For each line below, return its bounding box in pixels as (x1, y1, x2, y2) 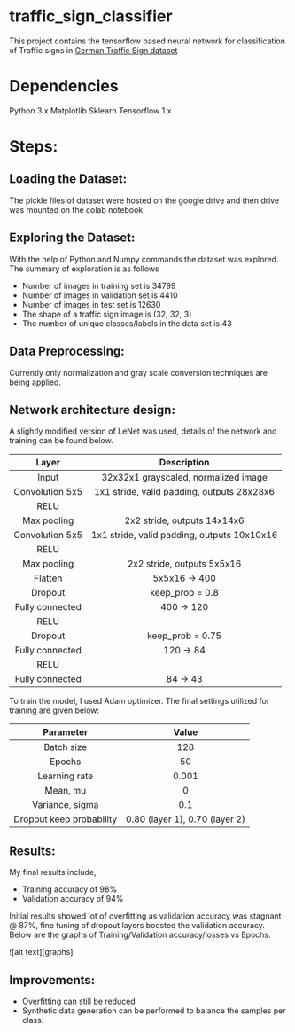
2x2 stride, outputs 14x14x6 (124, 514, 245, 527)
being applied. (9, 377, 62, 387)
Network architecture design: (9, 402, 175, 418)
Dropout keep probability (13, 813, 118, 825)
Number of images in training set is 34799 (21, 280, 176, 291)
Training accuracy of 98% (21, 884, 118, 895)
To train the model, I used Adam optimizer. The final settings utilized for (9, 696, 270, 707)
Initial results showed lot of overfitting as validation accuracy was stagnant (9, 911, 282, 921)
